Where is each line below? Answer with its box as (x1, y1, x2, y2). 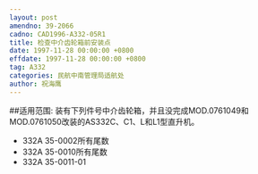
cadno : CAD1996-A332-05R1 (9, 29, 106, 38)
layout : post (9, 12, 58, 22)
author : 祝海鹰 (9, 79, 62, 88)
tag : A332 (9, 63, 47, 72)
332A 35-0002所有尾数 (21, 135, 109, 145)
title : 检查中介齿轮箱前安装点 (9, 37, 111, 47)
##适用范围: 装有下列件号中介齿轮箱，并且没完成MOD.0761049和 (9, 104, 249, 116)
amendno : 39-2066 (9, 21, 74, 30)
